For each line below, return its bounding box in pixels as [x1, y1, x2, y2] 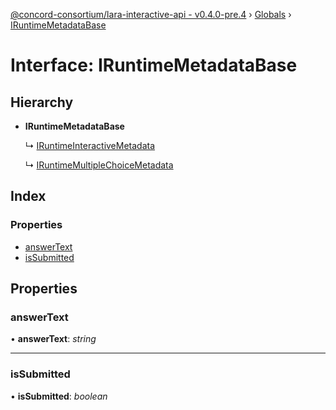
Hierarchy [10, 94, 74, 111]
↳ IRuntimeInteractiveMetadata [24, 140, 156, 151]
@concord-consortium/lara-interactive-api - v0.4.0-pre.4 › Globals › [10, 9, 292, 20]
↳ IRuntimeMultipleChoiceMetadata [24, 159, 174, 171]
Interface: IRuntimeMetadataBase [10, 54, 298, 77]
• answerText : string [10, 333, 97, 345]
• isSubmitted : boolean [10, 390, 108, 402]
